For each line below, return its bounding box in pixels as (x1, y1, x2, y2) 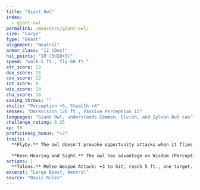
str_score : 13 (6, 64, 42, 70)
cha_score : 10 (6, 92, 42, 98)
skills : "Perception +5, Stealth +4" (6, 102, 100, 109)
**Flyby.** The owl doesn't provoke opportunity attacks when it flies (11, 141, 193, 148)
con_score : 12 (6, 75, 42, 81)
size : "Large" (6, 31, 42, 37)
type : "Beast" (6, 36, 42, 42)
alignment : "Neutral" (6, 42, 60, 48)
